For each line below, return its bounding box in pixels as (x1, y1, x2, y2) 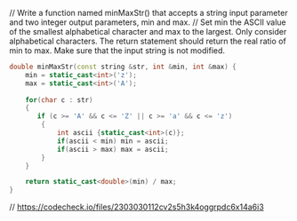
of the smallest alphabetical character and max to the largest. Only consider (9, 27, 287, 36)
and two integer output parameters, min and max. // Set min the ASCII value (9, 17, 286, 28)
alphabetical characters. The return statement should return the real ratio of (9, 36, 286, 46)
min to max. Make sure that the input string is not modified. (9, 45, 225, 56)
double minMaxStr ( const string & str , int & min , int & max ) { (9, 62, 237, 71)
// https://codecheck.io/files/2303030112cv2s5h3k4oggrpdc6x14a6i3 (9, 201, 264, 212)
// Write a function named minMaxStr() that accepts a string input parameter (9, 8, 288, 18)
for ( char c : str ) (25, 95, 93, 105)
